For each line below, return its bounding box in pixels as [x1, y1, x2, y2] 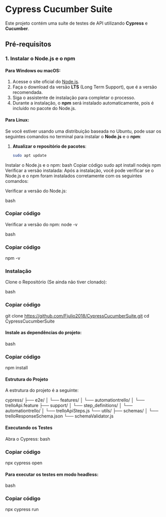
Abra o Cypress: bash [5, 436, 50, 442]
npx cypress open [5, 460, 43, 466]
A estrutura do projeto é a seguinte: [5, 387, 79, 393]
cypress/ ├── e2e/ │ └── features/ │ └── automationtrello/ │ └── [5, 397, 145, 403]
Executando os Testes [5, 425, 53, 431]
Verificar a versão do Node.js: [5, 187, 67, 194]
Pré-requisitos [5, 40, 52, 49]
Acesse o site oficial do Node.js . [12, 79, 79, 85]
